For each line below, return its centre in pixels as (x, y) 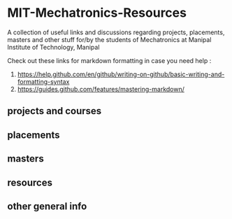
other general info (47, 206)
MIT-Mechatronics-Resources (97, 13)
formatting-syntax (43, 81)
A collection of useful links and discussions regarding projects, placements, (116, 32)
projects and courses (55, 111)
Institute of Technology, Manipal (53, 47)
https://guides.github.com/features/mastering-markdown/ (101, 89)
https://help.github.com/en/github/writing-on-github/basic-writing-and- (121, 74)
